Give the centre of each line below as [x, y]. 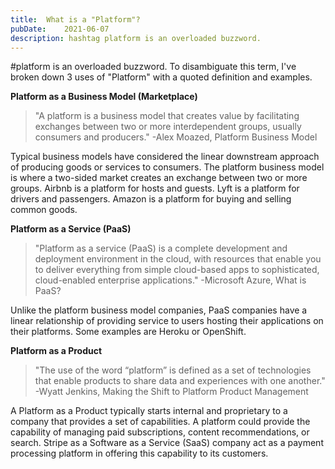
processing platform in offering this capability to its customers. [139, 453]
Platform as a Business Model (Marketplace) [104, 97]
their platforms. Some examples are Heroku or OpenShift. [128, 332]
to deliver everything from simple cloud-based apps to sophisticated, [177, 270]
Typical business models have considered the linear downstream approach [165, 157]
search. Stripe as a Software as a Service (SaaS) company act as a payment [167, 443]
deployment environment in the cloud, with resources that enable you [178, 259]
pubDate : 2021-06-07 [60, 29]
